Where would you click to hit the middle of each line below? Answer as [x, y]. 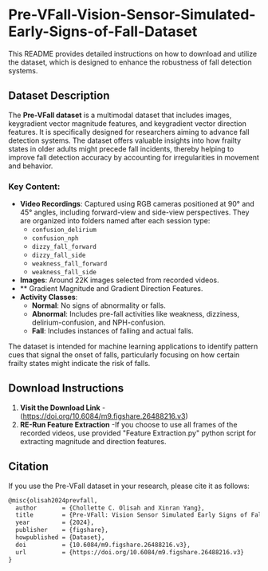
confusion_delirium [64, 230]
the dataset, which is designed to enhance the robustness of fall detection [130, 62]
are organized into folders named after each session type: [115, 221]
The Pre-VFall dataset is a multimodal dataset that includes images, [120, 115]
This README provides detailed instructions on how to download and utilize [133, 53]
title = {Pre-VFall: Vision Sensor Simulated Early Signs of [132, 515]
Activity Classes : [49, 297]
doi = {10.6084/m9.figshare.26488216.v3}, [103, 545]
